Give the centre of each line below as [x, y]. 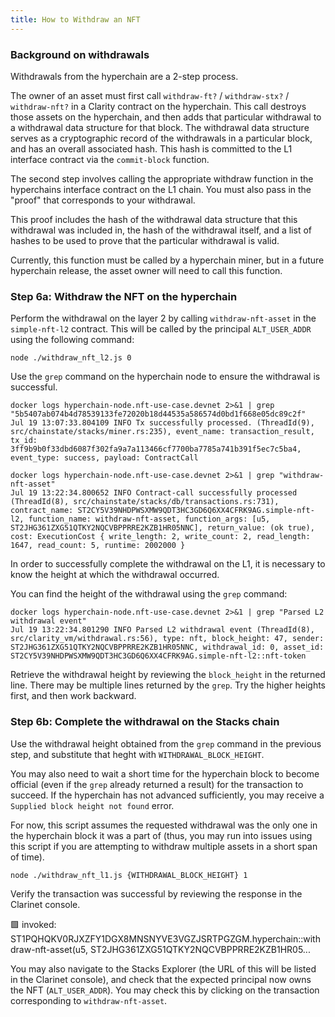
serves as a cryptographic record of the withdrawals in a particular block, [161, 138]
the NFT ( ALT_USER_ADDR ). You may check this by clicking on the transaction [165, 990]
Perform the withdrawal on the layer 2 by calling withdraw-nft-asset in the [163, 318]
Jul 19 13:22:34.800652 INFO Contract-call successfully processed [154, 493]
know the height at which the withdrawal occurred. [115, 575]
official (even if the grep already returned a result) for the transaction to [157, 784]
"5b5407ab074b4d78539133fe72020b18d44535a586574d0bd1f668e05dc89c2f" [158, 414]
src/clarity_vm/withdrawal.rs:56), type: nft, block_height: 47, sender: [167, 639]
